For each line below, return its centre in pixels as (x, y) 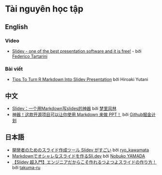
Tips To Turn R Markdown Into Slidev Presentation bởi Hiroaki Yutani (80, 80)
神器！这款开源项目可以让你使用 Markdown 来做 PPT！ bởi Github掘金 (82, 114)
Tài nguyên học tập (44, 9)
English (16, 27)
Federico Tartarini (29, 56)
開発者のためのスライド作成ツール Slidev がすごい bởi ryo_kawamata (80, 150)
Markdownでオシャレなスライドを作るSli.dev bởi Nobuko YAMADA (79, 156)
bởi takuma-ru (26, 167)
